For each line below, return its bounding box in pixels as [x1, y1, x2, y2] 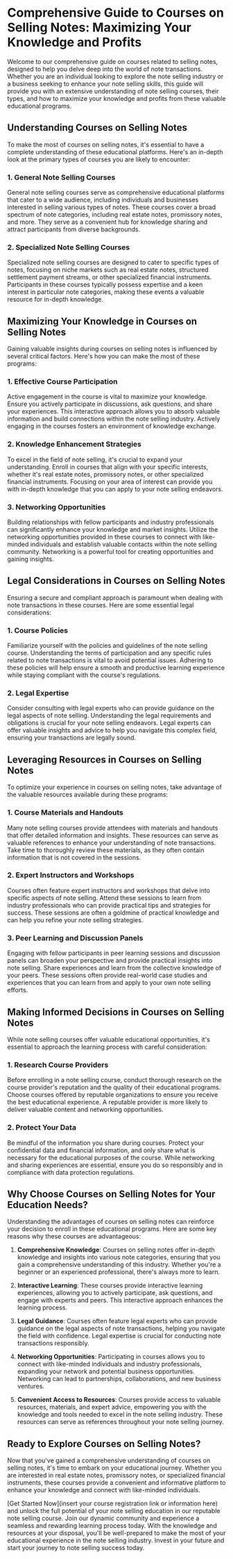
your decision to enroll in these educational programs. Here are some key [7, 1225, 217, 1233]
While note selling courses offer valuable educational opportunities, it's [7, 1035, 210, 1043]
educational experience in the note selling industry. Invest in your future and [7, 1536, 225, 1544]
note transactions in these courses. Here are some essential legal [7, 601, 194, 609]
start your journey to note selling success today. [7, 1544, 145, 1552]
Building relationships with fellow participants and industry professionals [7, 518, 214, 526]
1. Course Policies [7, 626, 68, 635]
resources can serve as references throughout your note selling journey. [17, 1418, 224, 1426]
